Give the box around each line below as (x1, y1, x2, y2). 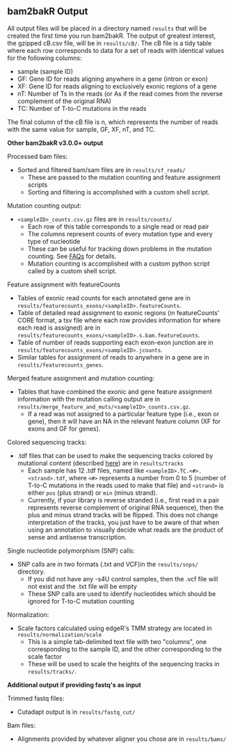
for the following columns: (7, 54, 82, 62)
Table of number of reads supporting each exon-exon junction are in (17, 338, 214, 346)
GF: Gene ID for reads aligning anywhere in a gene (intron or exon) (17, 75, 209, 83)
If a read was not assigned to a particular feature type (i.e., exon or (27, 409, 220, 418)
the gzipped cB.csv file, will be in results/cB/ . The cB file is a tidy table (7, 38, 212, 47)
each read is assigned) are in (17, 323, 101, 332)
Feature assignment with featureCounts (7, 280, 120, 289)
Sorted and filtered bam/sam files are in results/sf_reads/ (17, 165, 186, 174)
